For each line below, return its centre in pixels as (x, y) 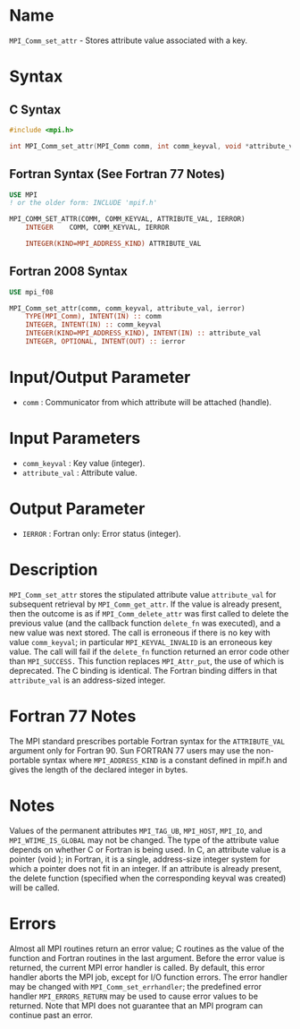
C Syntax (35, 110)
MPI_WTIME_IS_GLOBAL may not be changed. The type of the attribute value (144, 840)
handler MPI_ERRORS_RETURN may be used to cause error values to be (134, 996)
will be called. (34, 888)
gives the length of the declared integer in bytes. (99, 770)
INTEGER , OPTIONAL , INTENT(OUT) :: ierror (105, 342)
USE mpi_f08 (31, 292)
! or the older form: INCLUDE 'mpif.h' (83, 203)
